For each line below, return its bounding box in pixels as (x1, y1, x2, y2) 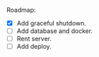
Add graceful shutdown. (16, 19, 86, 27)
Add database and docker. (16, 27, 93, 35)
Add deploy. (16, 43, 52, 51)
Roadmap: (6, 6, 36, 14)
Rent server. (16, 34, 52, 43)
